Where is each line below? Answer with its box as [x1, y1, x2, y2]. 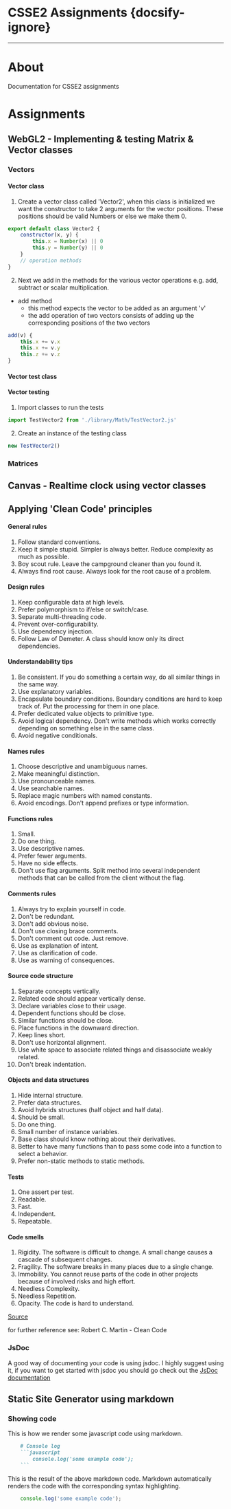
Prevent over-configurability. [17, 620, 99, 628]
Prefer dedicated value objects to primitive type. [17, 709, 154, 717]
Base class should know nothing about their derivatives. [17, 1135, 176, 1143]
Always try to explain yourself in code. [17, 904, 126, 913]
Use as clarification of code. [17, 948, 98, 957]
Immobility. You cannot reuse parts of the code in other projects [17, 1270, 198, 1279]
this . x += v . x [20, 338, 60, 345]
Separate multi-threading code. [17, 612, 107, 620]
